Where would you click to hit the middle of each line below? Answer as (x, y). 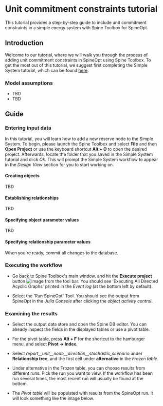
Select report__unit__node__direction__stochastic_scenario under (77, 354)
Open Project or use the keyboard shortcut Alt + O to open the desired (76, 149)
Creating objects (22, 176)
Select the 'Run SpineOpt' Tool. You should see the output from (76, 296)
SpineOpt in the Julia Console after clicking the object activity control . (82, 301)
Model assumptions (29, 83)
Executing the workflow (34, 265)
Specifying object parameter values (42, 220)
